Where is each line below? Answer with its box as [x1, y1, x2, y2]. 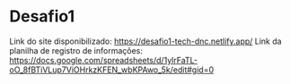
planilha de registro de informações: [9, 45, 144, 55]
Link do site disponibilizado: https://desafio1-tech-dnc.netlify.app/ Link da [9, 36, 282, 46]
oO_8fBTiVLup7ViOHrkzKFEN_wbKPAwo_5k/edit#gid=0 [9, 64, 215, 75]
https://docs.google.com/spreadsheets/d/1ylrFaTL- [9, 55, 198, 65]
